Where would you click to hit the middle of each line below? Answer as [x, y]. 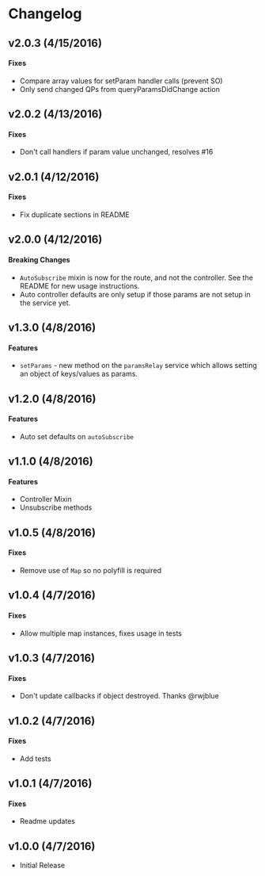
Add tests [35, 759]
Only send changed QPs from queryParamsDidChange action [119, 89]
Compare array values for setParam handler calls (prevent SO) [121, 81]
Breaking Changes [39, 259]
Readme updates [47, 821]
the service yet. [45, 303]
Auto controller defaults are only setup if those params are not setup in [135, 294]
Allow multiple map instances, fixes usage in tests [100, 633]
